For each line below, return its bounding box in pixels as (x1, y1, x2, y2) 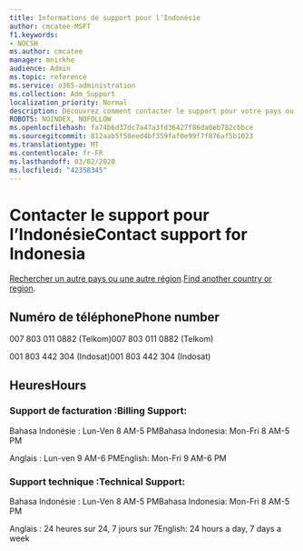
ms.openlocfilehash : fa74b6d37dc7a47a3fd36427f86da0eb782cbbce (9, 124, 254, 133)
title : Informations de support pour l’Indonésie (9, 13, 201, 23)
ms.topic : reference (9, 73, 88, 82)
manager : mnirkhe (9, 55, 75, 65)
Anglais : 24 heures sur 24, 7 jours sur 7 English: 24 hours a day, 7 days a (9, 524, 282, 535)
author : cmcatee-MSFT (9, 22, 92, 31)
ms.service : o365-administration (9, 81, 136, 90)
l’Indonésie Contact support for (9, 224, 248, 245)
